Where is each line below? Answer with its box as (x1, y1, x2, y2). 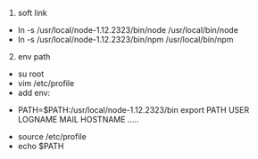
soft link (17, 8, 47, 18)
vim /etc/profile (17, 78, 75, 88)
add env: (17, 88, 51, 98)
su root (17, 68, 45, 79)
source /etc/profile (17, 131, 87, 141)
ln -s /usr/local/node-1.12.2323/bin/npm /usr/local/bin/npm (17, 35, 234, 44)
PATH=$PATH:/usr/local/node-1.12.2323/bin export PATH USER (17, 105, 250, 115)
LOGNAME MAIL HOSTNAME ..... (17, 115, 140, 124)
